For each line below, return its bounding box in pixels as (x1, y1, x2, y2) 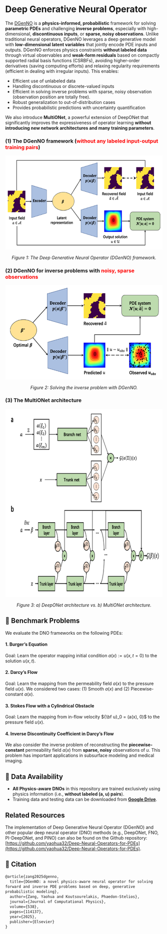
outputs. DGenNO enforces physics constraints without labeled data (5, 47, 147, 53)
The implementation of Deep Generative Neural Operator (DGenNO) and (5, 825, 154, 831)
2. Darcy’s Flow (5, 669, 38, 675)
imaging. (5, 758, 23, 764)
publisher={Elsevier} (9, 919, 55, 924)
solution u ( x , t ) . (5, 658, 36, 664)
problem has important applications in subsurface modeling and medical (5, 752, 154, 759)
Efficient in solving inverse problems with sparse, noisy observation (12, 88, 152, 94)
